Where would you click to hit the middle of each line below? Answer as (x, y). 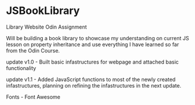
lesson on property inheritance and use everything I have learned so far (93, 44)
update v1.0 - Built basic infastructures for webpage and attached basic (93, 62)
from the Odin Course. (33, 50)
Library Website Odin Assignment (47, 27)
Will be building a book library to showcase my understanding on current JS (97, 38)
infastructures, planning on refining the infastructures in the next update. (94, 85)
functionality (21, 68)
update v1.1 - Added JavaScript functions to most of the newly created (91, 79)
